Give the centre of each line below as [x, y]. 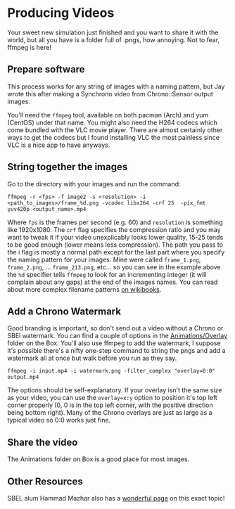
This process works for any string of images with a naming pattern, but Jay [116, 86]
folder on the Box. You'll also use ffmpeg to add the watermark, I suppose [114, 343]
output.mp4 [23, 378]
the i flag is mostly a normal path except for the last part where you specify [116, 252]
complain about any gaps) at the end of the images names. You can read [113, 282]
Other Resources [45, 481]
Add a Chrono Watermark [64, 311]
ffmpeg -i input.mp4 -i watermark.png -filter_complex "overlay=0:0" [112, 371]
